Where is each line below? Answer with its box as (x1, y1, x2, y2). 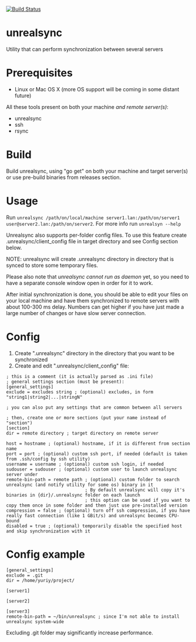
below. (6, 244, 22, 251)
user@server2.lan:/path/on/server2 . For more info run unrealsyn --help (6, 220, 181, 227)
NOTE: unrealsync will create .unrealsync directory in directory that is (6, 255, 174, 262)
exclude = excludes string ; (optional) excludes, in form (6, 389, 154, 395)
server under (6, 471, 38, 477)
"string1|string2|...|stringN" (6, 394, 83, 400)
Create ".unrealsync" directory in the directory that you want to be (14, 349, 175, 356)
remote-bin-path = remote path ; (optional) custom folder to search (6, 476, 180, 482)
